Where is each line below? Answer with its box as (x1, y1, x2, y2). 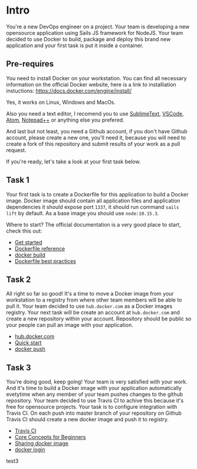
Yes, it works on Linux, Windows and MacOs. (6, 99, 116, 106)
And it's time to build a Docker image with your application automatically (6, 385, 182, 392)
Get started (14, 238, 42, 245)
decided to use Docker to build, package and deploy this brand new (6, 35, 171, 42)
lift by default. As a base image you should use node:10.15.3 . (6, 209, 159, 217)
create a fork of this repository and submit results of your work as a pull (6, 140, 180, 147)
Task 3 (6, 362, 31, 372)
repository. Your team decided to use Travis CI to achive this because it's (6, 397, 184, 404)
